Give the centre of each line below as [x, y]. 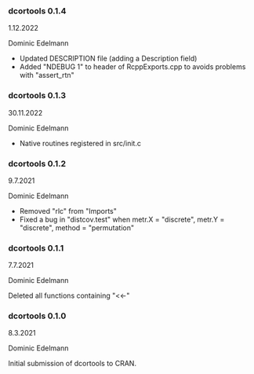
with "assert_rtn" [47, 75]
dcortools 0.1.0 [37, 316]
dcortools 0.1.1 [36, 247]
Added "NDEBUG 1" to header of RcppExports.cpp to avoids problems [132, 67]
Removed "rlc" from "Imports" [68, 211]
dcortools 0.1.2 [37, 163]
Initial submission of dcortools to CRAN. [73, 364]
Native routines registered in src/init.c [80, 143]
